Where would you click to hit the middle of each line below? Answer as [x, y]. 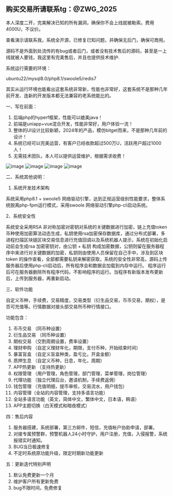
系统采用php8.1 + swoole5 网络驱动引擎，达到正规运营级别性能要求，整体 [83, 198]
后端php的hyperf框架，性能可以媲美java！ [58, 117]
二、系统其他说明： [26, 177]
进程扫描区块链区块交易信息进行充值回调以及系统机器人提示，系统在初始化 [84, 240]
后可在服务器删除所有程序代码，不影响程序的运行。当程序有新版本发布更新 [84, 272]
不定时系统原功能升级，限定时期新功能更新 [58, 453]
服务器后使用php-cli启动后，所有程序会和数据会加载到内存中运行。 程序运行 [86, 265]
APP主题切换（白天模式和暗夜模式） [52, 406]
